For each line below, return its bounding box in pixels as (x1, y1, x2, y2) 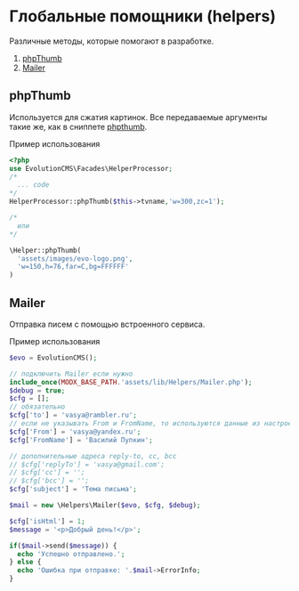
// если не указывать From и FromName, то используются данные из (9, 419, 261, 428)
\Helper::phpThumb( (9, 246, 82, 255)
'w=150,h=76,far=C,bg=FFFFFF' (17, 263, 129, 271)
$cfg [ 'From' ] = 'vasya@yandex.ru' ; (9, 427, 141, 436)
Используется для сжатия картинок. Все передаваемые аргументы (9, 111, 268, 122)
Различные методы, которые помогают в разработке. (9, 36, 214, 46)
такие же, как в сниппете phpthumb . (9, 121, 148, 132)
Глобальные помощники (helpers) (9, 6, 276, 27)
